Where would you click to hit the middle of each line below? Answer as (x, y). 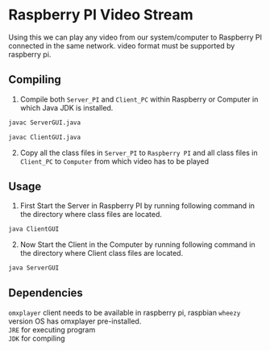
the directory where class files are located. (91, 215)
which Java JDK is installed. (66, 107)
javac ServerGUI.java (45, 123)
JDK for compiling (37, 338)
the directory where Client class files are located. (102, 253)
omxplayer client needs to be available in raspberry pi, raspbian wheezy (125, 312)
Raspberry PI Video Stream (101, 15)
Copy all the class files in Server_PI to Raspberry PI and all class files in (139, 153)
